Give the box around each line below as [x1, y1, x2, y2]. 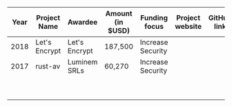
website [175, 22, 202, 31]
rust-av [35, 62, 61, 71]
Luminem [68, 58, 98, 67]
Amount [105, 9, 133, 18]
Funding [140, 13, 168, 23]
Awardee [68, 17, 98, 27]
